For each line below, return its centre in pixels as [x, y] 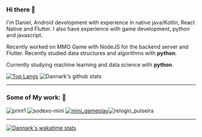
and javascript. [25, 35]
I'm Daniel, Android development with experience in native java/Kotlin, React [101, 23]
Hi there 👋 [21, 10]
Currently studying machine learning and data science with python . [90, 65]
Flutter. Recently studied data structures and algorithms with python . [92, 53]
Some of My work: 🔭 [36, 98]
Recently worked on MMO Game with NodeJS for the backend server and [97, 47]
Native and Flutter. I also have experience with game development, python [98, 29]
